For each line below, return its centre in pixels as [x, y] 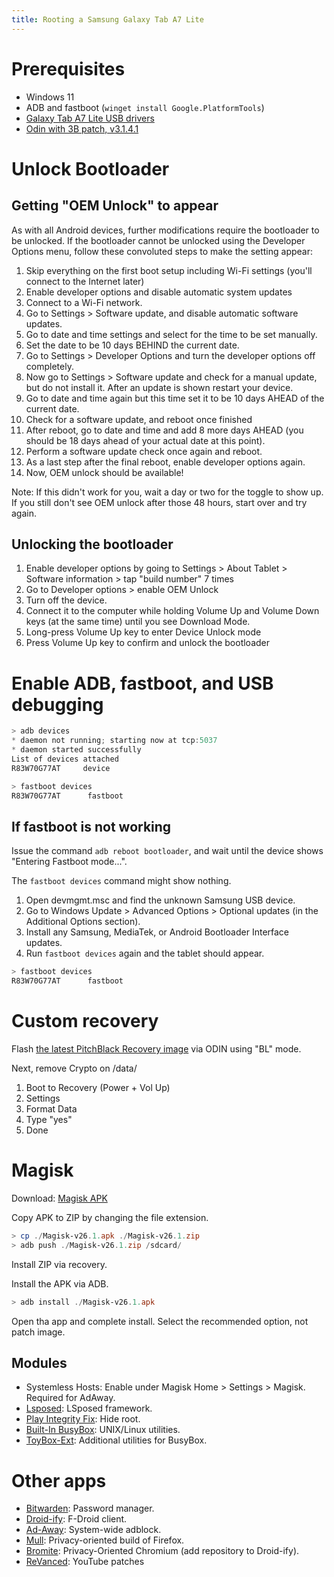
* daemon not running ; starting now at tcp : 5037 [114, 741]
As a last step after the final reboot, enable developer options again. [165, 462]
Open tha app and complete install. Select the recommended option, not [160, 1321]
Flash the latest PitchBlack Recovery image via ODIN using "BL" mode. [156, 1048]
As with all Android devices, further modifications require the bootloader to [165, 230]
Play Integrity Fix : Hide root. [83, 1419]
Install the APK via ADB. [60, 1283]
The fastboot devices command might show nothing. [121, 881]
